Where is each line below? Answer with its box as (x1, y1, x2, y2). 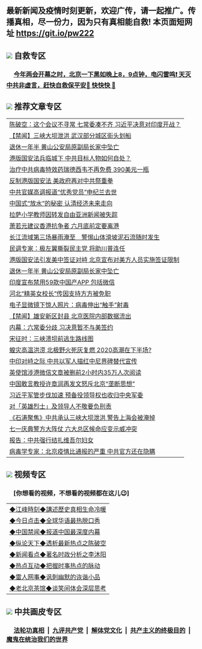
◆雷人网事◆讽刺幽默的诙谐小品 (9, 573, 100, 582)
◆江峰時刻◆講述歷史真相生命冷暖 (9, 505, 106, 514)
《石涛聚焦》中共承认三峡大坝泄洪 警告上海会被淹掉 (9, 413, 156, 422)
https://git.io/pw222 (16, 28, 94, 38)
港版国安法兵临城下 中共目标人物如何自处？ (9, 154, 132, 162)
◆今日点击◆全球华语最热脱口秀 (9, 517, 100, 525)
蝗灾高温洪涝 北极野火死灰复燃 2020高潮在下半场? (9, 345, 152, 354)
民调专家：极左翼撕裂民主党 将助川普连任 (9, 244, 126, 253)
